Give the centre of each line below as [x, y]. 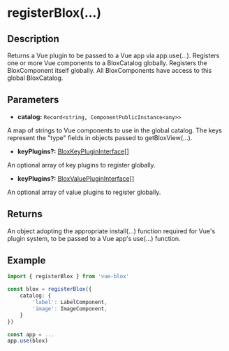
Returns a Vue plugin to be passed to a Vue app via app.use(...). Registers [113, 55]
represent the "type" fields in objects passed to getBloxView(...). [100, 137]
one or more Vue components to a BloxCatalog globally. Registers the [107, 63]
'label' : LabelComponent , [70, 303]
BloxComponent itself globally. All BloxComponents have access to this [110, 70]
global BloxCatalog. [35, 78]
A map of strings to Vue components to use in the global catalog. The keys [114, 130]
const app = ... [31, 334]
